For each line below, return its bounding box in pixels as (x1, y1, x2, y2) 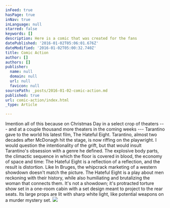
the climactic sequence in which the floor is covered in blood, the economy (5, 153, 162, 160)
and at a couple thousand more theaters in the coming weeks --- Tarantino (8, 126, 165, 133)
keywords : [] (5, 31, 33, 36)
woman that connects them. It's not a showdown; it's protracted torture (5, 180, 154, 187)
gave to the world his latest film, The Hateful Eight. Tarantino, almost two (5, 132, 157, 138)
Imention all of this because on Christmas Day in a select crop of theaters (5, 121, 159, 127)
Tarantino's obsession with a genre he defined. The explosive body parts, (5, 148, 159, 154)
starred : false (5, 27, 38, 32)
